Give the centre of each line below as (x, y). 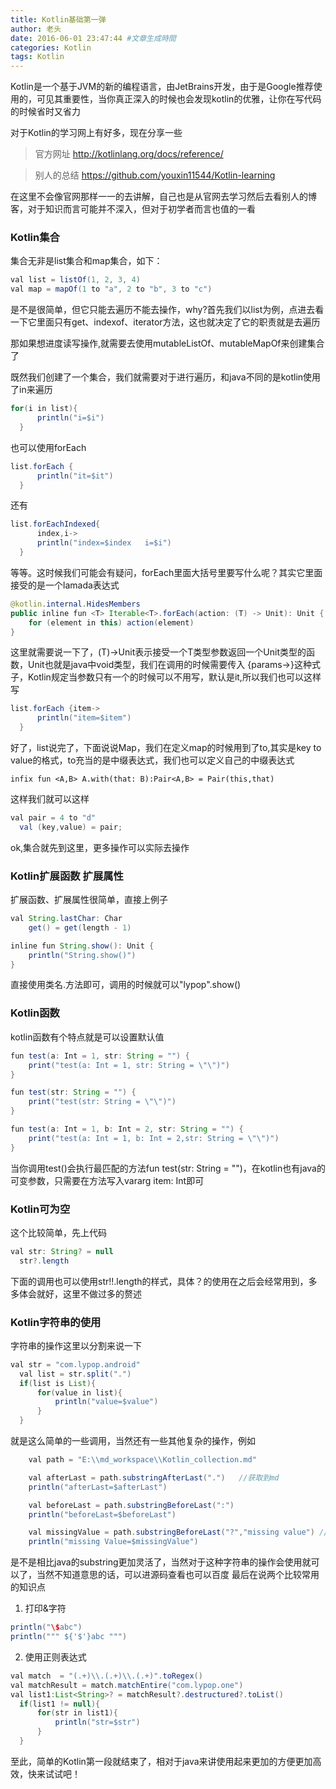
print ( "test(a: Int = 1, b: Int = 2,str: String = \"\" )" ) (154, 1138)
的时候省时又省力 (45, 112)
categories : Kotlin (51, 47)
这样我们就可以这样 (50, 799)
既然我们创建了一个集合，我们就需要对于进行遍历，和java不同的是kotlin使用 (166, 377)
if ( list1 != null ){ (60, 1704)
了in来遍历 (31, 390)
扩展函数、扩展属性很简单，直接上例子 (89, 900)
